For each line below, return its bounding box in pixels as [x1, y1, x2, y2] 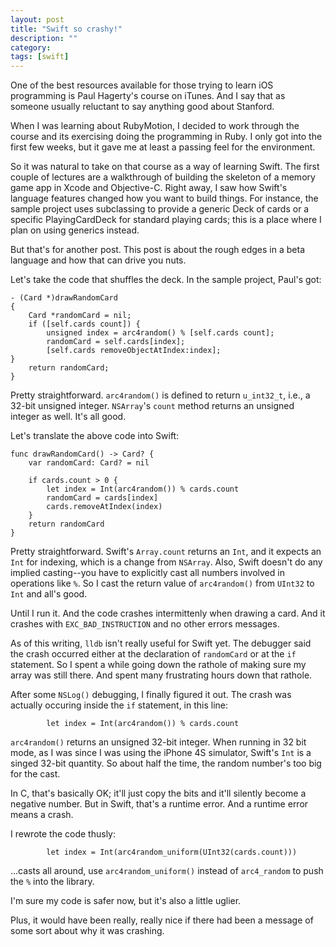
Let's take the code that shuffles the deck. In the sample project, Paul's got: [10, 274, 322, 286]
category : [10, 42, 52, 53]
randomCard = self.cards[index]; [46, 337, 186, 347]
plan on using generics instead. [10, 224, 140, 236]
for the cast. [10, 768, 61, 780]
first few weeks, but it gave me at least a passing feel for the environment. [10, 141, 316, 153]
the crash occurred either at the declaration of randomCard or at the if [10, 648, 297, 660]
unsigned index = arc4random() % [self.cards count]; [46, 328, 275, 338]
